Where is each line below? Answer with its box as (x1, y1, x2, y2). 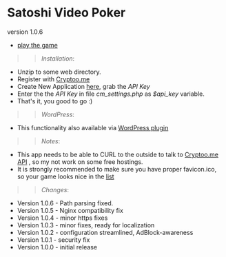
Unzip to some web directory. (17, 68, 101, 76)
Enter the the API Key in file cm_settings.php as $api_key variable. (17, 90, 205, 98)
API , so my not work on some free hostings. (17, 157, 143, 166)
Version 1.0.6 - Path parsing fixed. (17, 198, 114, 207)
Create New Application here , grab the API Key (17, 82, 150, 90)
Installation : (41, 54, 75, 63)
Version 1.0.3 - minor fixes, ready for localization (17, 220, 155, 229)
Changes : (41, 185, 70, 194)
